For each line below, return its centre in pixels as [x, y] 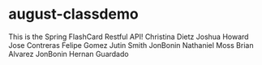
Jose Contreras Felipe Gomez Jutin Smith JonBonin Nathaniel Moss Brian [131, 45]
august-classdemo [74, 14]
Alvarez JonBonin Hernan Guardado [69, 54]
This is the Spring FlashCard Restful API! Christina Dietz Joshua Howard [129, 37]
